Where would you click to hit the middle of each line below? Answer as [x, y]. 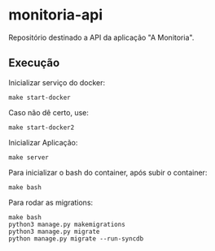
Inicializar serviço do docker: [57, 82]
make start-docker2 [42, 128]
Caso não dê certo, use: [49, 112]
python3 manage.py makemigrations [67, 224]
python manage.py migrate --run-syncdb [76, 238]
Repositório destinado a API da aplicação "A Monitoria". [101, 37]
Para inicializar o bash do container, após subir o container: [108, 172]
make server [29, 157]
